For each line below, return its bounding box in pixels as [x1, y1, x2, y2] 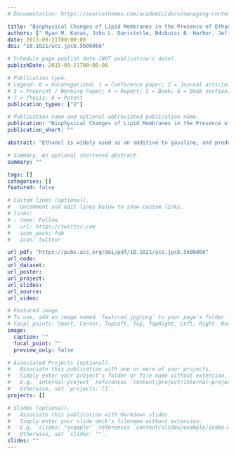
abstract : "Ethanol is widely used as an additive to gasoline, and [7, 139, 212, 146]
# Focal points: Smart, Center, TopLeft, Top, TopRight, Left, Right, [7, 321, 218, 328]
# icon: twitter [7, 236, 61, 243]
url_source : [7, 288, 42, 295]
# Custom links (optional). [7, 197, 90, 204]
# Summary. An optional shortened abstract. [7, 152, 140, 159]
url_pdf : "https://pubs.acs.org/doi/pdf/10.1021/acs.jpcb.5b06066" [7, 249, 209, 256]
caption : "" [13, 333, 49, 340]
